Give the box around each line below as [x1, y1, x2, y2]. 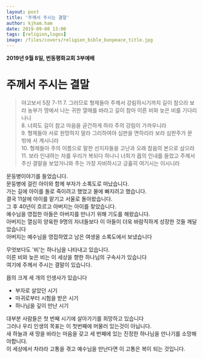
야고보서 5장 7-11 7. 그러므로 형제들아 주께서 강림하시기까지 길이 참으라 [21, 99, 189, 106]
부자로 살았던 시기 [15, 287, 58, 294]
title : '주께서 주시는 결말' [6, 15, 70, 21]
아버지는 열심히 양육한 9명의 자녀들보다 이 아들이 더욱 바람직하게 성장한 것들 [6, 217, 186, 225]
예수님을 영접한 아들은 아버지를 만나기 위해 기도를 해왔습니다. [6, 210, 150, 217]
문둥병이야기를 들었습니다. [6, 172, 68, 179]
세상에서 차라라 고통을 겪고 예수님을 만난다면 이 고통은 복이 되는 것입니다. [12, 345, 186, 352]
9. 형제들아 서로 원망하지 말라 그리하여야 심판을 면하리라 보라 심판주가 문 [21, 129, 193, 136]
